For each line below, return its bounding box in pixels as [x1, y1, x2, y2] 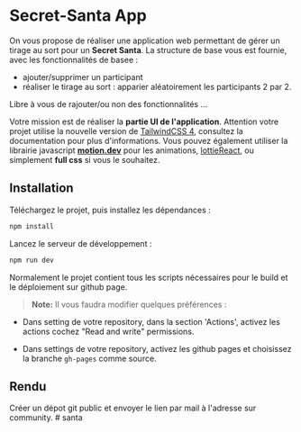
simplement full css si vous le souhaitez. [9, 154, 160, 165]
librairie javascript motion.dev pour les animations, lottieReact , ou [9, 145, 254, 156]
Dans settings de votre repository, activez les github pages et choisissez [22, 343, 292, 354]
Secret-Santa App [9, 5, 147, 26]
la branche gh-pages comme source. [22, 353, 157, 364]
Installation [9, 181, 74, 196]
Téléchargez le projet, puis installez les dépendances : [9, 204, 212, 215]
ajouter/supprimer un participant [22, 71, 143, 82]
